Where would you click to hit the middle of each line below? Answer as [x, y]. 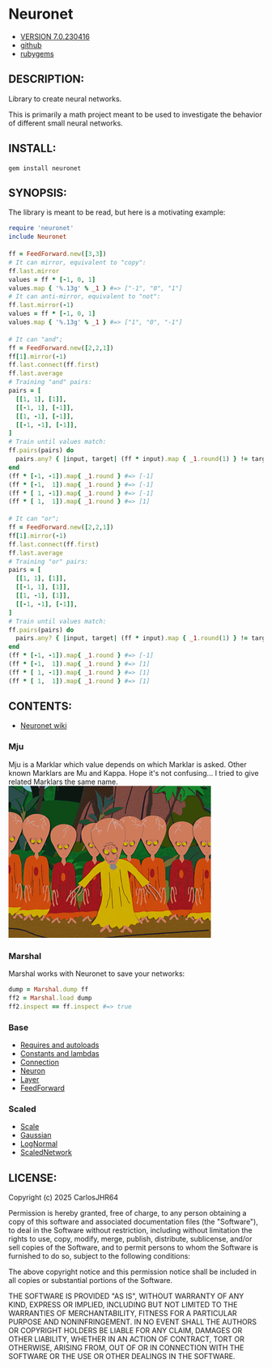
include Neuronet [38, 237]
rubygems [37, 53]
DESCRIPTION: [47, 79]
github [31, 45]
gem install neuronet [45, 168]
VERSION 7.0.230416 [55, 36]
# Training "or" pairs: [49, 561]
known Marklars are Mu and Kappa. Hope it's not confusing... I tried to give [134, 773]
